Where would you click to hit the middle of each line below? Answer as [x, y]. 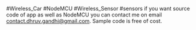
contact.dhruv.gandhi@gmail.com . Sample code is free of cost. [84, 21]
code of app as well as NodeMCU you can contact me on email [84, 15]
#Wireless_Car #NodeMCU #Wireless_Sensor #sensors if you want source [98, 9]
